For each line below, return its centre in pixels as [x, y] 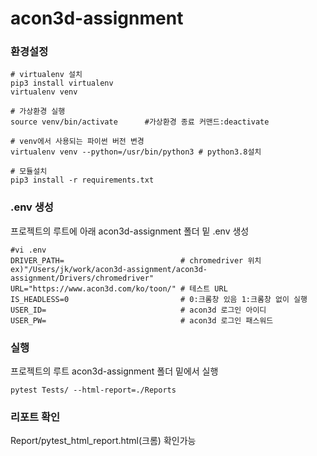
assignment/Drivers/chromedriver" [82, 278]
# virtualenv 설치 [46, 75]
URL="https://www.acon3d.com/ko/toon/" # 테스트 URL [119, 288]
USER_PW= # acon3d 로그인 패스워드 [142, 320]
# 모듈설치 [29, 172]
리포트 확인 [35, 417]
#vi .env [28, 250]
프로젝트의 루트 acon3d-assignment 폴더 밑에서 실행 [114, 371]
